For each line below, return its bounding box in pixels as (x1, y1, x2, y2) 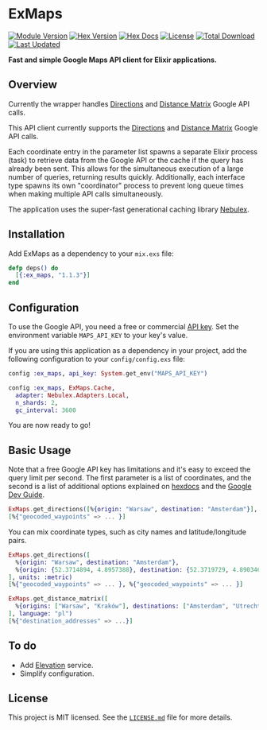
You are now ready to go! (8, 421, 91, 430)
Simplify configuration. (19, 669, 95, 678)
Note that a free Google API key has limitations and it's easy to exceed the (8, 464, 251, 474)
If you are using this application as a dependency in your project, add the (8, 346, 248, 355)
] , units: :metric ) (8, 573, 73, 581)
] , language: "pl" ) (8, 610, 73, 618)
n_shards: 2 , (15, 398, 59, 406)
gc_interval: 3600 (15, 406, 77, 414)
